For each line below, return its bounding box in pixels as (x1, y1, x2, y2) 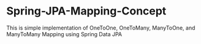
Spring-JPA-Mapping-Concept (6, 4, 167, 18)
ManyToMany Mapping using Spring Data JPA (6, 30, 123, 37)
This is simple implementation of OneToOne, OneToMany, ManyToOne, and (6, 24, 195, 31)
